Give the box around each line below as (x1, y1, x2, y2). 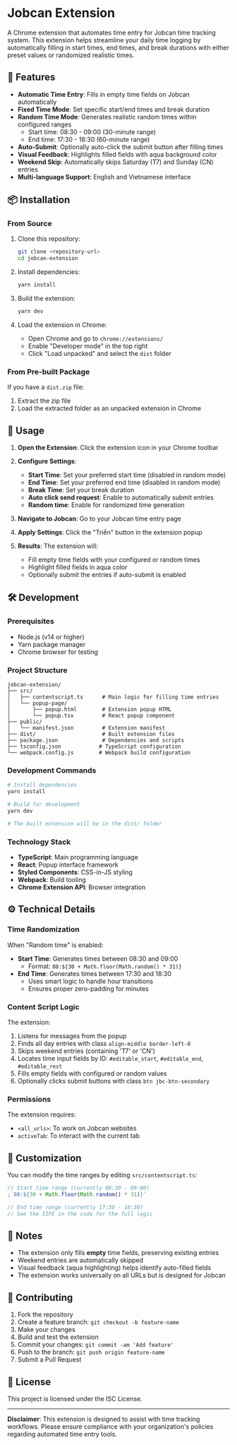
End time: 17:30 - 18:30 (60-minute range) (28, 135, 150, 143)
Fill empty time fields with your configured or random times (28, 556, 200, 564)
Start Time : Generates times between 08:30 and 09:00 (17, 954, 178, 963)
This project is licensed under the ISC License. (7, 1395, 142, 1403)
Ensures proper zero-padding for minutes (28, 984, 150, 993)
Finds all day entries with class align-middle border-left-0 (17, 1039, 191, 1047)
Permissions (7, 1094, 51, 1104)
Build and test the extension (17, 1333, 99, 1341)
